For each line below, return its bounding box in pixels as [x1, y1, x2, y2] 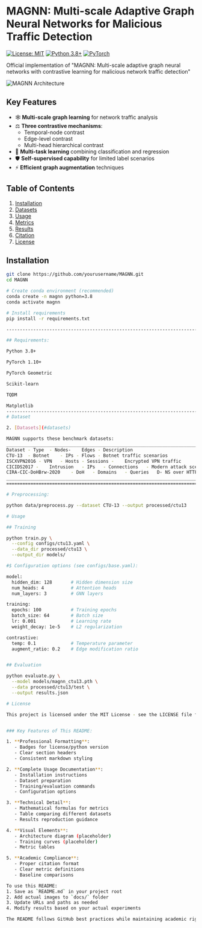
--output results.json [11, 690, 69, 696]
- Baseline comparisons [14, 872, 74, 878]
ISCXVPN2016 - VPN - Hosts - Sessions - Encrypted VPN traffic [6, 458, 182, 464]
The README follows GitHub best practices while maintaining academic [6, 916, 187, 923]
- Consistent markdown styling [14, 755, 93, 761]
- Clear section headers [14, 750, 77, 756]
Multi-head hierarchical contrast [23, 141, 104, 148]
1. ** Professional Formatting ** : [6, 739, 90, 745]
